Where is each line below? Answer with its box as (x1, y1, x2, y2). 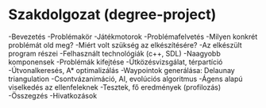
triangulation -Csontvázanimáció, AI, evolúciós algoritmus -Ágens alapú (8, 74, 244, 83)
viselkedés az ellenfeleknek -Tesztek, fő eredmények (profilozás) (8, 82, 222, 92)
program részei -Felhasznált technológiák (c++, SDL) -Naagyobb (8, 48, 221, 58)
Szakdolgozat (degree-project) (8, 6, 217, 24)
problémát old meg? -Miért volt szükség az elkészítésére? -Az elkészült (8, 40, 242, 49)
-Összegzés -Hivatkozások (8, 91, 98, 100)
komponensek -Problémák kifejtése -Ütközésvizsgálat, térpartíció (8, 57, 223, 67)
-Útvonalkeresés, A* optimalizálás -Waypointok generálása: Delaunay (8, 65, 236, 75)
